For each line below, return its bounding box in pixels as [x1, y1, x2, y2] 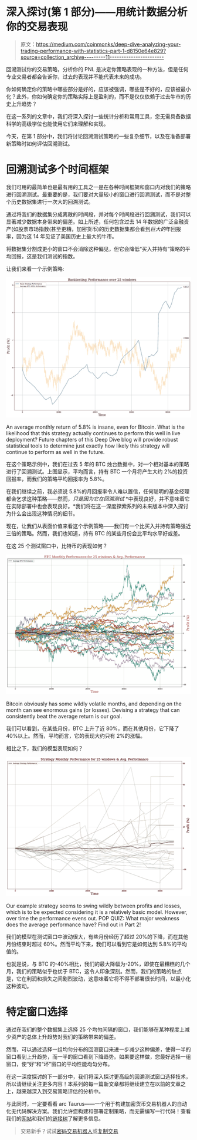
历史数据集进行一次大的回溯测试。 [11, 198, 94, 205]
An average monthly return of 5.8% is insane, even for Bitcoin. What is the [6, 423, 185, 430]
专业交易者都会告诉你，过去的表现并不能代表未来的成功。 [6, 73, 145, 80]
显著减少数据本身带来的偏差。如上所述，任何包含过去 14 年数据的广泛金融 [6, 218, 184, 225]
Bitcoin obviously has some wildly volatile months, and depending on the [6, 700, 182, 707]
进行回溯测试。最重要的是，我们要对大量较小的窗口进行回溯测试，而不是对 [6, 191, 186, 198]
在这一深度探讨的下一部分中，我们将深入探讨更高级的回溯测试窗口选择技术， [6, 1073, 191, 1081]
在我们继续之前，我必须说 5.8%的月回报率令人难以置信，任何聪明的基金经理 [6, 488, 189, 495]
